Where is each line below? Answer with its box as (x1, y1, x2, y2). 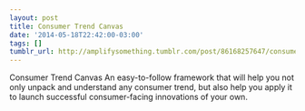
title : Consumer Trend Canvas (9, 22, 124, 31)
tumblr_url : (9, 47, 54, 56)
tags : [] (9, 38, 43, 48)
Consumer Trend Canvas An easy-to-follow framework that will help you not (9, 72, 295, 83)
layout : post (9, 13, 59, 23)
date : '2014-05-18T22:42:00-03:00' (9, 30, 144, 39)
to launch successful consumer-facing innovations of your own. (9, 92, 248, 103)
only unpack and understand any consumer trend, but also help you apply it (9, 82, 292, 93)
